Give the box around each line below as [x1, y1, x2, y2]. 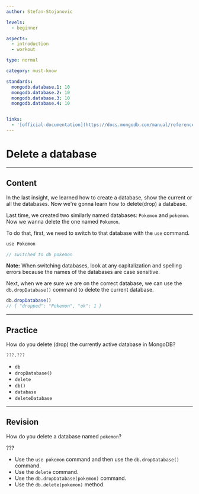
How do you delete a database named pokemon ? [6, 432, 122, 440]
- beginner [11, 25, 38, 31]
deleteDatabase [14, 395, 53, 401]
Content [6, 178, 37, 188]
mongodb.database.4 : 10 [11, 101, 70, 106]
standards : [6, 78, 33, 85]
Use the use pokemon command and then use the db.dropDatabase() [14, 456, 179, 463]
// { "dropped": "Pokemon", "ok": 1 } [6, 303, 102, 309]
